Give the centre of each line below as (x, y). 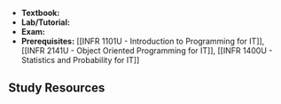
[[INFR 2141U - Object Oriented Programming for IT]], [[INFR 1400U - (147, 51)
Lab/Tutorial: (45, 22)
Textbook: (40, 13)
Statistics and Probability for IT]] (80, 60)
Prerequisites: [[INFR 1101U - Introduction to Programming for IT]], (143, 41)
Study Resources (57, 88)
